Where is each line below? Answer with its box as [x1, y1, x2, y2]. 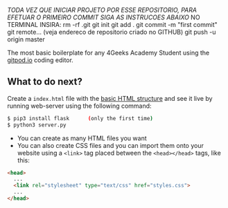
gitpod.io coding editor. [7, 56, 74, 64]
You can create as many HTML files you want [17, 134, 147, 142]
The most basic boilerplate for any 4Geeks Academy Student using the [7, 48, 210, 57]
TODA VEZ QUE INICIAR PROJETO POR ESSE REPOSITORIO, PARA [7, 6, 198, 14]
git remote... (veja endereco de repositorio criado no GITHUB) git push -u [7, 28, 216, 36]
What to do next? [7, 76, 83, 88]
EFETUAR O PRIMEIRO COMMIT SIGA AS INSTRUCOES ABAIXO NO [7, 13, 200, 21]
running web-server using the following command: [7, 102, 152, 110]
